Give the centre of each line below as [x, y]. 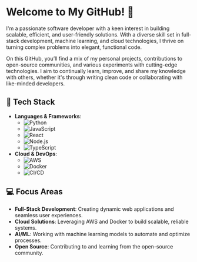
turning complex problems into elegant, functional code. [74, 47]
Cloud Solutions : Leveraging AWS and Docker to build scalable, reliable [102, 221]
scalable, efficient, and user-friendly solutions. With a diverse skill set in [93, 34]
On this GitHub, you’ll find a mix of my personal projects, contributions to [94, 58]
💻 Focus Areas [34, 192]
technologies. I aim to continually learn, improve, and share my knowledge [96, 71]
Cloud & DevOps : [36, 154]
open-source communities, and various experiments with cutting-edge [92, 65]
